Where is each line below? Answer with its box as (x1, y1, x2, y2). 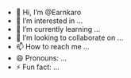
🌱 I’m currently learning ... (15, 25, 101, 33)
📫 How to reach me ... (15, 42, 90, 51)
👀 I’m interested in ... (15, 16, 83, 25)
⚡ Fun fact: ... (15, 62, 60, 72)
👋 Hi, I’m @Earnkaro (15, 8, 82, 17)
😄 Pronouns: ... (15, 53, 67, 63)
